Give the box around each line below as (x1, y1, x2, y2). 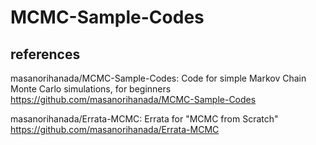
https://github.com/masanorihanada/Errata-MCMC (10, 124, 220, 135)
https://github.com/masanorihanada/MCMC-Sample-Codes (10, 94, 257, 105)
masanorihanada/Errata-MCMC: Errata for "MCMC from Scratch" (10, 113, 279, 125)
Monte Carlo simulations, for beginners (10, 83, 172, 95)
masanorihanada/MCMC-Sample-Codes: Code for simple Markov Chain (10, 72, 307, 84)
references (10, 46, 81, 63)
